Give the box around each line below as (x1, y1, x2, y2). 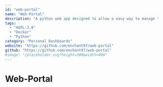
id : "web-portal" (5, 7, 40, 12)
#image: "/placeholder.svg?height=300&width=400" (5, 52, 108, 57)
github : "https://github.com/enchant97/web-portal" (5, 48, 112, 52)
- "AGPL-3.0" (9, 25, 36, 30)
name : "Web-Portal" (5, 12, 45, 17)
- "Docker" (9, 30, 32, 35)
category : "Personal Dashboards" (5, 39, 73, 44)
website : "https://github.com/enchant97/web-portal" (5, 43, 114, 48)
